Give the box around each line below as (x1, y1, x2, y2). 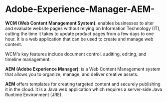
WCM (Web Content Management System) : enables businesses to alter (5, 20, 155, 26)
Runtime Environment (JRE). (5, 91, 63, 97)
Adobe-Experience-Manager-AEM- (5, 3, 155, 15)
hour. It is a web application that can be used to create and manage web (5, 36, 154, 42)
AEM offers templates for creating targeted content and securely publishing (5, 81, 161, 87)
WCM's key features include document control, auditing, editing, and (5, 51, 147, 57)
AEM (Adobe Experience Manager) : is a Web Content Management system (5, 66, 161, 72)
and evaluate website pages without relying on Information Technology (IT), (5, 25, 161, 31)
